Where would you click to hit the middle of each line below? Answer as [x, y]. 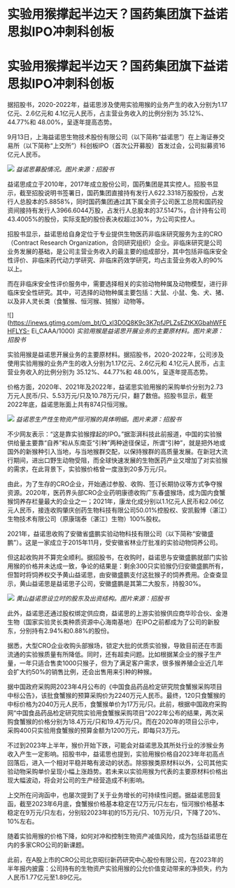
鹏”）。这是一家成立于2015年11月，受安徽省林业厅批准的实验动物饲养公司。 [114, 543]
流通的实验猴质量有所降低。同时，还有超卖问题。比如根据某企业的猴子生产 [114, 654]
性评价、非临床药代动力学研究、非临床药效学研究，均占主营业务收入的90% [115, 260]
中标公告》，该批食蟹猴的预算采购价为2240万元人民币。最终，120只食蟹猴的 [116, 696]
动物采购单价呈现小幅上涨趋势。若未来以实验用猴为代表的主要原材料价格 [117, 772]
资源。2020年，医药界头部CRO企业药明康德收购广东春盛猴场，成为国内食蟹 [116, 493]
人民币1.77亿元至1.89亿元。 [47, 878]
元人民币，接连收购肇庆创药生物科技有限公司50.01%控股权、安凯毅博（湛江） [117, 510]
